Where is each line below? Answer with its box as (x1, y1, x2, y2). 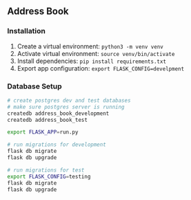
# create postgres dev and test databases (7, 97, 131, 104)
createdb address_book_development (7, 110, 110, 117)
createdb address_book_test (7, 116, 88, 123)
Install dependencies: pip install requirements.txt (17, 57, 167, 65)
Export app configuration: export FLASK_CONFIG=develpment (17, 64, 185, 72)
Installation (7, 26, 46, 36)
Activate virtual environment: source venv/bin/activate (17, 49, 175, 57)
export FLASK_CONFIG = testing (7, 173, 91, 180)
